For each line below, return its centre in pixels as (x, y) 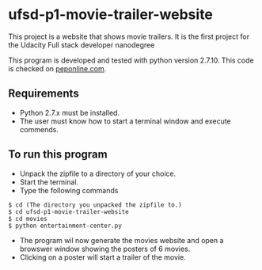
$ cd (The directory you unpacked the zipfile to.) (95, 205)
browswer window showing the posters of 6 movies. (105, 249)
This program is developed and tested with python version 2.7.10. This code (131, 60)
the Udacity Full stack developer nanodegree (82, 44)
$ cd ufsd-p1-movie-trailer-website (68, 211)
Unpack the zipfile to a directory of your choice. (98, 173)
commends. (39, 129)
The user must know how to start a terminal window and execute (125, 121)
